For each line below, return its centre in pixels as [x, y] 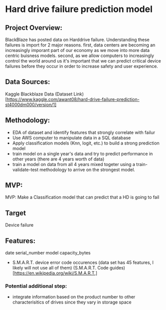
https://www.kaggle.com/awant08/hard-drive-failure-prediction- [73, 99]
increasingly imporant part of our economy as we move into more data [78, 50]
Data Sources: [28, 82]
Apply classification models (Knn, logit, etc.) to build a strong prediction [86, 143]
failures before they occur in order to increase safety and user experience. [82, 66]
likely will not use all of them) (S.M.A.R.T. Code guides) [69, 268]
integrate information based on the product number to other [74, 297]
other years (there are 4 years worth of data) [58, 159]
